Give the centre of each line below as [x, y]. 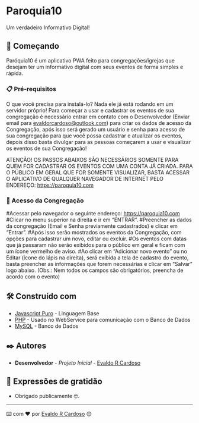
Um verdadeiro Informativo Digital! [48, 27]
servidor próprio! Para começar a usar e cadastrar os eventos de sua [90, 111]
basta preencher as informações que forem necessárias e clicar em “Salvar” [99, 264]
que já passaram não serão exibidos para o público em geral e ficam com [96, 245]
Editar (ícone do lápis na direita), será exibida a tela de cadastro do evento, [97, 258]
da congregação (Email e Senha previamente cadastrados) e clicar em [92, 226]
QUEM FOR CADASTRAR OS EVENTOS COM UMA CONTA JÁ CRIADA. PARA [99, 166]
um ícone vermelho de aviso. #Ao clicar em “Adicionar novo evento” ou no [97, 252]
